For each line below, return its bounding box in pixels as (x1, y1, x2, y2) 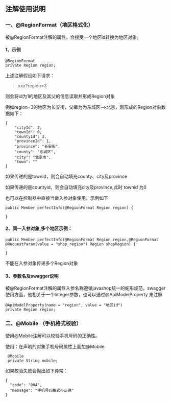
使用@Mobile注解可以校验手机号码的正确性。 (5, 333, 101, 339)
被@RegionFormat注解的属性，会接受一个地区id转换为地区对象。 (5, 34, 141, 40)
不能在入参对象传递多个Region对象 (5, 260, 78, 267)
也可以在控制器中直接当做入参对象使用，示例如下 (5, 195, 108, 201)
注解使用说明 (5, 5, 46, 14)
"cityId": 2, (14, 125, 42, 130)
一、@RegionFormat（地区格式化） (5, 21, 93, 29)
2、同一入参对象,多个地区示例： (5, 225, 72, 231)
